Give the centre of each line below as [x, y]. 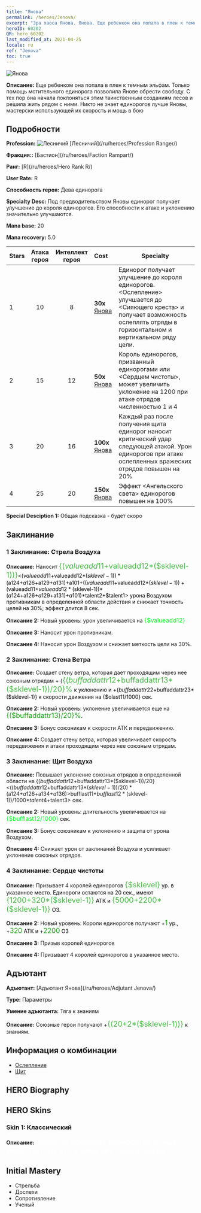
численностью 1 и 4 [148, 407]
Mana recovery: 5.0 [31, 238]
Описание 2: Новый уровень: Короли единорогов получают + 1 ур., [92, 923]
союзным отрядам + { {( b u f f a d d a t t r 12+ [64, 680]
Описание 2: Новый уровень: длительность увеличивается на [86, 811]
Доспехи [26, 1191]
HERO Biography [38, 1090]
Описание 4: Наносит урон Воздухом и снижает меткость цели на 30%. [99, 644]
